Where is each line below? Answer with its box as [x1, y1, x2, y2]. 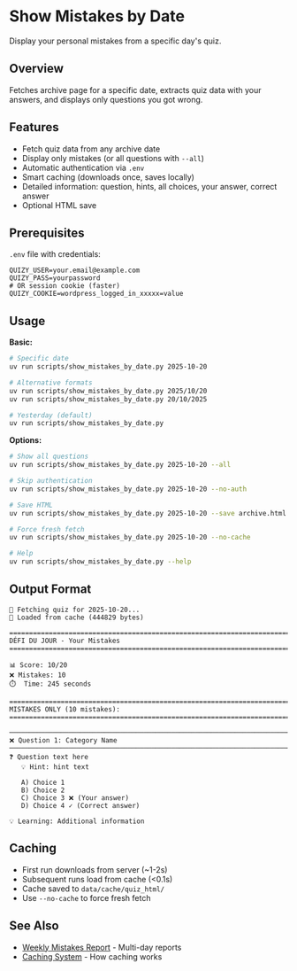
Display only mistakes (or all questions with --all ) [21, 152, 205, 163]
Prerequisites [9, 225, 85, 240]
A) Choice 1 [20, 778, 65, 787]
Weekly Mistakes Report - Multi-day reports [21, 942, 182, 952]
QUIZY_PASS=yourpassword [9, 274, 101, 283]
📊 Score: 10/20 [9, 660, 68, 670]
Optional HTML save [21, 199, 97, 210]
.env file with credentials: [9, 249, 102, 260]
